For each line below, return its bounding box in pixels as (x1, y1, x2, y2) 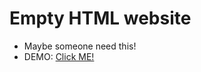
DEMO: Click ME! (23, 50, 95, 62)
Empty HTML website (9, 7, 192, 30)
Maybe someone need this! (23, 40, 137, 52)
